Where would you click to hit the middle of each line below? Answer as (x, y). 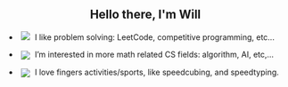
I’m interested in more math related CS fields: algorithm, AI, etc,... (154, 54)
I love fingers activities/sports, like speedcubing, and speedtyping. (156, 72)
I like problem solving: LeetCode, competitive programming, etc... (154, 37)
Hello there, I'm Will (145, 15)
